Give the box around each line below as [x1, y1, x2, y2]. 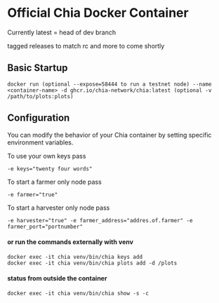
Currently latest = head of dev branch [7, 28, 117, 36]
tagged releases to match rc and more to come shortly [7, 41, 165, 50]
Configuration [7, 112, 70, 124]
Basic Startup [7, 62, 68, 74]
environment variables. [7, 138, 74, 147]
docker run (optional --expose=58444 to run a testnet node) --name [7, 81, 212, 88]
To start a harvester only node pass [7, 203, 110, 212]
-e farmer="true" [7, 191, 58, 198]
